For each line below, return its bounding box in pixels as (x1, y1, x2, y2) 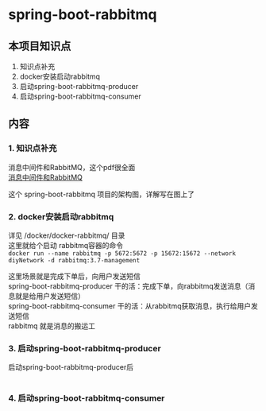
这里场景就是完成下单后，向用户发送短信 (8, 271, 141, 281)
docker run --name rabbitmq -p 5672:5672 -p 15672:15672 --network (8, 249, 237, 258)
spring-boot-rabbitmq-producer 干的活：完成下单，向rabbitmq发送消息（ (8, 281, 249, 291)
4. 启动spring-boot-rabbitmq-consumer (8, 393, 165, 404)
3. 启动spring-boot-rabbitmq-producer (8, 343, 161, 354)
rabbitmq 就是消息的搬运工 (8, 320, 96, 331)
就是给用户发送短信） (14, 291, 85, 300)
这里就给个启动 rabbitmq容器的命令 (8, 240, 124, 250)
